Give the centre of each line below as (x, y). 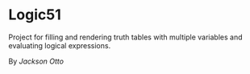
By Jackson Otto (36, 61)
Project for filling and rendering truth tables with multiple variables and (125, 37)
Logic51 (35, 15)
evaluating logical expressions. (60, 45)
